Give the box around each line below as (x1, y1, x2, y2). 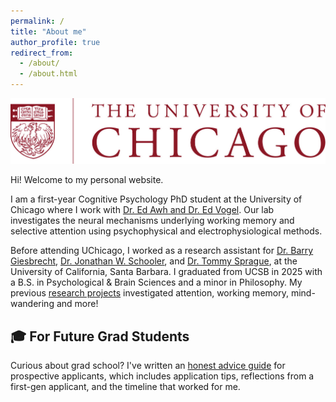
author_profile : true (10, 37, 101, 47)
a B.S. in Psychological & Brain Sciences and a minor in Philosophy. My (10, 276, 303, 289)
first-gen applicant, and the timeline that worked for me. (10, 381, 241, 393)
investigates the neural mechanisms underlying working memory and (10, 215, 295, 227)
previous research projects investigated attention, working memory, (10, 287, 289, 299)
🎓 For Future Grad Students (10, 328, 190, 345)
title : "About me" (10, 26, 87, 37)
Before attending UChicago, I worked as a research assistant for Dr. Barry (10, 245, 314, 257)
